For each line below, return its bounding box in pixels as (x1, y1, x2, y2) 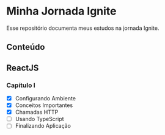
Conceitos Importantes (15, 102, 73, 109)
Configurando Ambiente (15, 95, 76, 102)
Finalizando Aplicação (15, 122, 71, 130)
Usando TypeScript (15, 116, 64, 123)
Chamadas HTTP (15, 108, 59, 116)
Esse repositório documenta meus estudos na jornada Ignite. (6, 24, 159, 32)
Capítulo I (6, 81, 35, 89)
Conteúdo (6, 42, 45, 52)
